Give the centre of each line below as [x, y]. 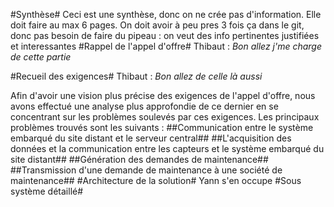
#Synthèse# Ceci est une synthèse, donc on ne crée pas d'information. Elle [166, 14]
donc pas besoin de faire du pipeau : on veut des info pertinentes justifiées [165, 35]
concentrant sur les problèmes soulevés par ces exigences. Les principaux [165, 117]
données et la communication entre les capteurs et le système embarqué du [167, 148]
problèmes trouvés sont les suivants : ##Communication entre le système [162, 127]
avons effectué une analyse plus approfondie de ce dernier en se [144, 106]
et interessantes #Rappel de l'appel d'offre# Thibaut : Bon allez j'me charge [166, 46]
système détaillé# [47, 191]
